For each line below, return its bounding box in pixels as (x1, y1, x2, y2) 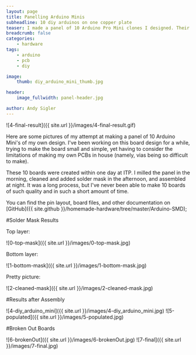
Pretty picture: (6, 273, 41, 280)
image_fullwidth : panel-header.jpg (16, 95, 104, 101)
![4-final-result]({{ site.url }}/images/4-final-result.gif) (6, 121, 136, 129)
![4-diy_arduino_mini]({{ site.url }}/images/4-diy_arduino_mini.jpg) (6, 307, 165, 314)
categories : (6, 36, 35, 42)
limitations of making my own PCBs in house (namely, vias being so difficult (6, 151, 188, 158)
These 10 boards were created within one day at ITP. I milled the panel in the (6, 169, 190, 176)
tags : (6, 47, 19, 53)
